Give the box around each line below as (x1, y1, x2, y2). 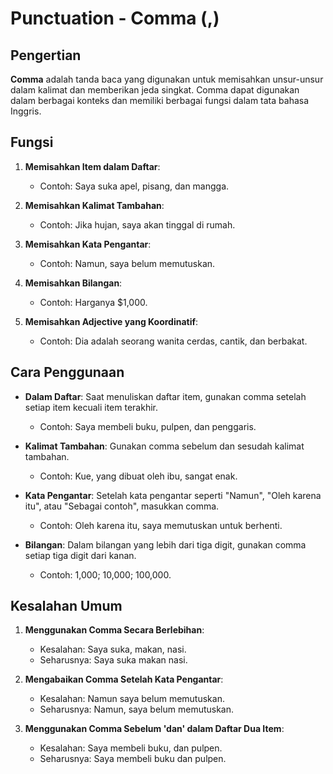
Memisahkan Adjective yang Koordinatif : (24, 315, 199, 327)
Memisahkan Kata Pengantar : (24, 238, 152, 250)
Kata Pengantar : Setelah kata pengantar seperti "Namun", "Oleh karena (24, 489, 322, 501)
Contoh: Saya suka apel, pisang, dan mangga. (39, 180, 230, 192)
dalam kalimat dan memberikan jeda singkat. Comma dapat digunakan (10, 84, 300, 96)
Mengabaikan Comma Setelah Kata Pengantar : (24, 673, 224, 686)
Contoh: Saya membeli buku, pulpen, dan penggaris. (39, 420, 257, 432)
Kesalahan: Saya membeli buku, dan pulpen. (39, 742, 223, 754)
